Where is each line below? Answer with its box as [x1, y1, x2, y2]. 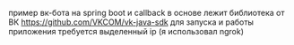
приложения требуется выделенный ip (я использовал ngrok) [8, 26, 244, 36]
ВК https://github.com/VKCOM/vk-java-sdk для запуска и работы [8, 17, 255, 27]
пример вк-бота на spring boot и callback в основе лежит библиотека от [8, 8, 285, 18]
